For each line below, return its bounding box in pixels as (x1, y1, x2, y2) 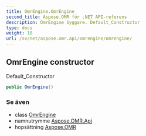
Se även (6, 97, 29, 106)
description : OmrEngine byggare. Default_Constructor (6, 19, 141, 25)
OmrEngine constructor (6, 57, 95, 67)
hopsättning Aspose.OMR (14, 123, 77, 130)
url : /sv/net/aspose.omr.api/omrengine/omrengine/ (6, 36, 133, 41)
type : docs (6, 25, 33, 31)
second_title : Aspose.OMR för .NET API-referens (6, 14, 127, 20)
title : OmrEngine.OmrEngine (6, 8, 75, 15)
